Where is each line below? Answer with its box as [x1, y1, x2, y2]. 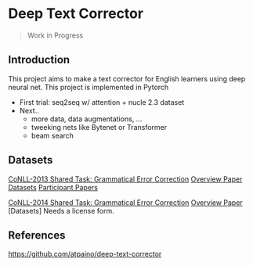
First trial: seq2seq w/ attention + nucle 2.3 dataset [19, 97, 185, 106]
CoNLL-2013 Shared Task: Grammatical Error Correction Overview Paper [8, 174, 243, 184]
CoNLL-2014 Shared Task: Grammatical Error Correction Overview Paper [8, 197, 243, 207]
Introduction [8, 53, 70, 66]
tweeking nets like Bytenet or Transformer [31, 122, 168, 131]
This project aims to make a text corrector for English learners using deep [8, 74, 246, 83]
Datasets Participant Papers [8, 182, 99, 192]
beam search [31, 131, 74, 140]
